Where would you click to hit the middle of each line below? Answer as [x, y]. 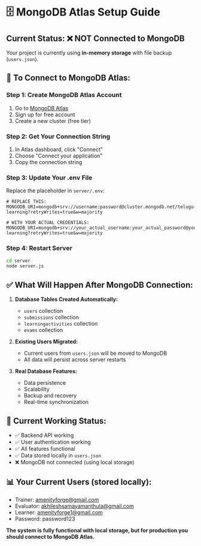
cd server [19, 261]
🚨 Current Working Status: [56, 421]
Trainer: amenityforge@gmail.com [57, 499]
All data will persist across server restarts [75, 360]
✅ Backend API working [44, 435]
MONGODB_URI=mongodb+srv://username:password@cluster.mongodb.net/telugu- [101, 207]
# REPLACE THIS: [26, 202]
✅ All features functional [45, 448]
